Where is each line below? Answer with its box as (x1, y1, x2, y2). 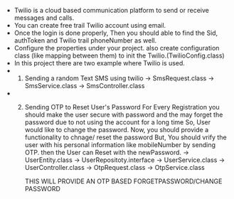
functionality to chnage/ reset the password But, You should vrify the (24, 133, 227, 141)
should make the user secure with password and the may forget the (24, 110, 223, 119)
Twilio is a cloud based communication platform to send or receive (14, 6, 210, 14)
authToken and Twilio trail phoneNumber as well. (14, 36, 157, 45)
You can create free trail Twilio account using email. (14, 21, 166, 29)
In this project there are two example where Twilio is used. (14, 59, 185, 67)
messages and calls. (14, 14, 75, 22)
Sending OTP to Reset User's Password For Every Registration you (24, 103, 220, 111)
